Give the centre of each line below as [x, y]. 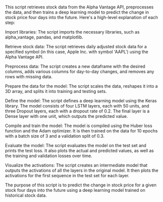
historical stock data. [26, 195]
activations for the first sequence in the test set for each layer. [67, 175]
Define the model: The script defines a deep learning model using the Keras [81, 101]
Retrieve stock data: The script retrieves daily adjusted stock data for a [76, 46]
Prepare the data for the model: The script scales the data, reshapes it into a [81, 86]
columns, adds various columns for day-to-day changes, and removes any [80, 72]
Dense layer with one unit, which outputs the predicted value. [66, 116]
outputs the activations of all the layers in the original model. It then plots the [82, 170]
